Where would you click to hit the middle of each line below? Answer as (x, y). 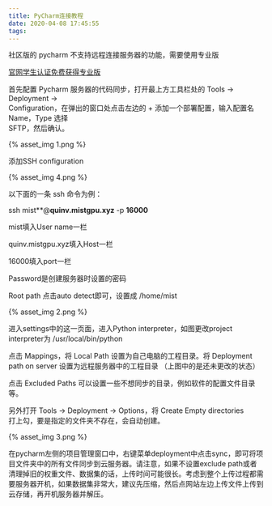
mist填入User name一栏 (48, 227)
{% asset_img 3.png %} (48, 437)
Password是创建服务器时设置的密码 (68, 279)
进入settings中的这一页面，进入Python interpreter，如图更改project (121, 329)
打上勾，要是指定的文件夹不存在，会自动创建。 (86, 421)
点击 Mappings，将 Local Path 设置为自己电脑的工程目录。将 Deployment (130, 356)
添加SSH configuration (46, 161)
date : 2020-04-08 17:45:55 (54, 23)
